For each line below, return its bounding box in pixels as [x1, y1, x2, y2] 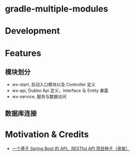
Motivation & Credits [5, 129, 89, 140]
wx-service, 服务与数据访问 [12, 94, 67, 99]
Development [5, 26, 60, 37]
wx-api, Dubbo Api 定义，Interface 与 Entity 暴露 [12, 88, 108, 94]
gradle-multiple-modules [5, 3, 108, 14]
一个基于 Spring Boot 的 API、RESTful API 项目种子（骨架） [12, 145, 130, 151]
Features [5, 47, 41, 58]
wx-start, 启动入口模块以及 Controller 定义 [12, 82, 95, 87]
